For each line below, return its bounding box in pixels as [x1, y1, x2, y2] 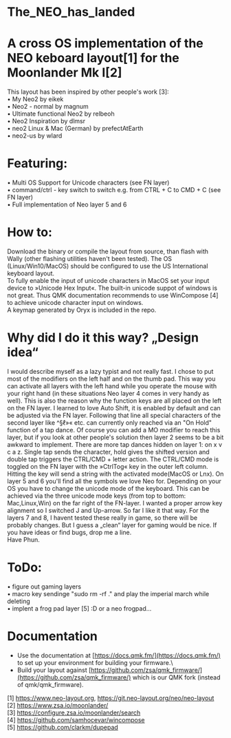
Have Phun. [7, 535, 40, 544]
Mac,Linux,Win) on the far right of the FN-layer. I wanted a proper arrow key [7, 498, 223, 507]
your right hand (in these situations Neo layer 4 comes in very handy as [7, 389, 210, 397]
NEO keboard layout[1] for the [7, 50, 180, 66]
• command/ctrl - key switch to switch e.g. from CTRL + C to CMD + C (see [7, 186, 221, 194]
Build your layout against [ [16, 666, 91, 674]
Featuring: [7, 156, 68, 171]
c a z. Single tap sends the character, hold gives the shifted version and [7, 447, 210, 456]
